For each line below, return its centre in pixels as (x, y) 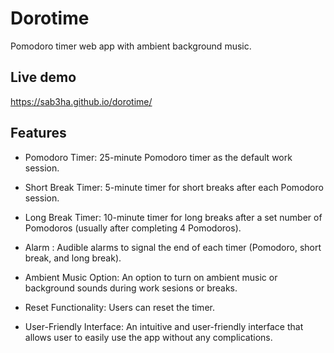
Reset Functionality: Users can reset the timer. (119, 307)
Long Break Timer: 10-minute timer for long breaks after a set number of (173, 217)
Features (38, 133)
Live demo (43, 77)
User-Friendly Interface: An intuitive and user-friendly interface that (164, 326)
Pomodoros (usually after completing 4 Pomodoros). (133, 228)
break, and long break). (73, 258)
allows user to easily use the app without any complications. (148, 337)
